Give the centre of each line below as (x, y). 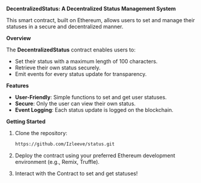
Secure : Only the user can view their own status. (75, 103)
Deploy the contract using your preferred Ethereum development (95, 155)
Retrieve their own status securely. (58, 68)
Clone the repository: (41, 133)
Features (17, 86)
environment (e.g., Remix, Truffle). (57, 161)
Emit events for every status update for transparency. (81, 74)
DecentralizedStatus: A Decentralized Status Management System (91, 9)
